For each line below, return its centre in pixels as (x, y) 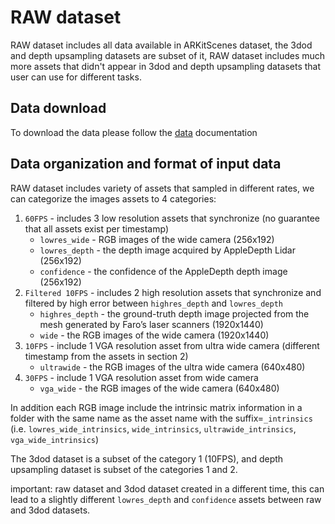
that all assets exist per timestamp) (96, 228)
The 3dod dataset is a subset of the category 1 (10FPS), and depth (147, 458)
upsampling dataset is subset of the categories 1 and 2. (124, 469)
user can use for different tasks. (76, 77)
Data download (58, 108)
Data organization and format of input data (146, 164)
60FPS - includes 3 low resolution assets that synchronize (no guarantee (172, 218)
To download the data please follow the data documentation (134, 132)
